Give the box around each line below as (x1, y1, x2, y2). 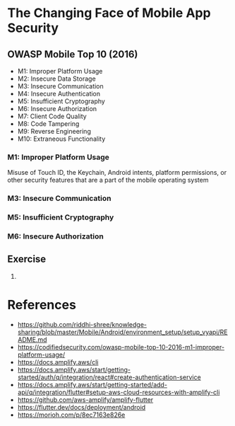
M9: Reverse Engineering (17, 127, 92, 135)
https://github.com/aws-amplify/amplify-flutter (17, 395, 154, 404)
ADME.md (17, 335, 47, 344)
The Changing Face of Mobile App (7, 5, 211, 21)
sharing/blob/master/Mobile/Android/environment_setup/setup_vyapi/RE (17, 328, 228, 336)
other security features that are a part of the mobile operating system (7, 175, 209, 185)
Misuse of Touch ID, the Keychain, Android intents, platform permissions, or (7, 168, 227, 177)
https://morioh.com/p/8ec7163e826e (17, 410, 126, 419)
